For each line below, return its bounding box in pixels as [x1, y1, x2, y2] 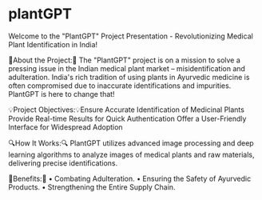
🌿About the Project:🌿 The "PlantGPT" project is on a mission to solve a [8, 55, 241, 65]
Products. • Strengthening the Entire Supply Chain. [8, 182, 176, 192]
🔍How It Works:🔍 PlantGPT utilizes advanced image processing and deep [8, 138, 254, 148]
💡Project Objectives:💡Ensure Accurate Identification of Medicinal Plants [8, 105, 245, 114]
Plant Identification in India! [8, 39, 98, 49]
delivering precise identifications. [8, 158, 118, 168]
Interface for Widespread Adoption [8, 122, 123, 132]
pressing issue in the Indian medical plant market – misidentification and [8, 63, 246, 73]
